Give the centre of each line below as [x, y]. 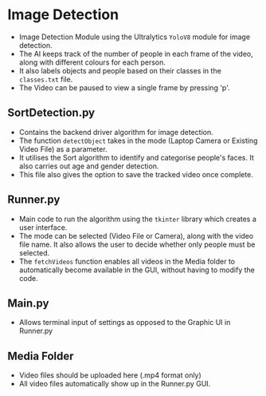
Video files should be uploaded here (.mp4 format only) [110, 375]
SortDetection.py [51, 113]
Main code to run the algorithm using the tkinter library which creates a [137, 219]
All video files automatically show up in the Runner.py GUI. [115, 384]
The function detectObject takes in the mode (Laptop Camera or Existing [138, 141]
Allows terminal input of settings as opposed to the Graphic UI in [125, 323]
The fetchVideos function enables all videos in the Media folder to [127, 261]
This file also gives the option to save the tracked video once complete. [136, 174]
